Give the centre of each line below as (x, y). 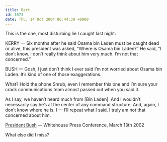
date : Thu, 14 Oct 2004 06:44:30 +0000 (47, 19)
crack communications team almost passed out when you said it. (72, 90)
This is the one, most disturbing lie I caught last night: (61, 34)
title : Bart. (19, 10)
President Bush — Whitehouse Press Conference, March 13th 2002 (75, 125)
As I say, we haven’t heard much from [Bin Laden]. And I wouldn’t (73, 99)
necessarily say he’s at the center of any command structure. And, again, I (82, 105)
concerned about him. (28, 115)
